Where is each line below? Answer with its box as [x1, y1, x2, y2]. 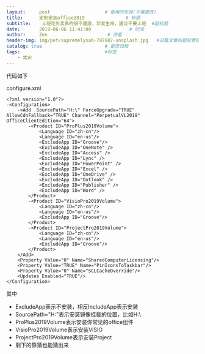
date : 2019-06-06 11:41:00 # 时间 [6, 26, 145, 32]
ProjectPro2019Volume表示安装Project [15, 333, 112, 341]
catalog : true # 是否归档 [6, 43, 129, 50]
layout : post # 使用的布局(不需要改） [6, 9, 159, 15]
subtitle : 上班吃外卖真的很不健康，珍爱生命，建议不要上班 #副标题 [6, 20, 168, 26]
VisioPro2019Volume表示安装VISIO [15, 326, 103, 333]
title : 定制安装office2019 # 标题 [6, 15, 140, 21]
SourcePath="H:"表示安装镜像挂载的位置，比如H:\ [15, 311, 142, 318]
